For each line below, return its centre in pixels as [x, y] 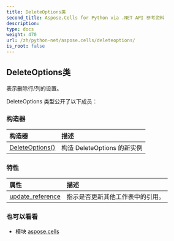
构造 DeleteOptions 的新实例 [102, 147]
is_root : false [26, 46]
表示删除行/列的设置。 [34, 88]
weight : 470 [21, 35]
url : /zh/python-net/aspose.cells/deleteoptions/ [71, 40]
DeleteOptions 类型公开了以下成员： [52, 101]
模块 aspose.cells [37, 231]
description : [23, 23]
